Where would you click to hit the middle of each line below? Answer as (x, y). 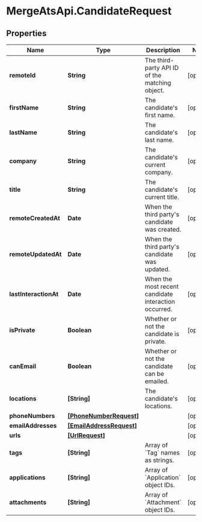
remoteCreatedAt (35, 218)
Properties (26, 33)
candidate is (162, 334)
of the (153, 75)
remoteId (23, 75)
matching (158, 83)
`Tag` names (162, 453)
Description (163, 50)
